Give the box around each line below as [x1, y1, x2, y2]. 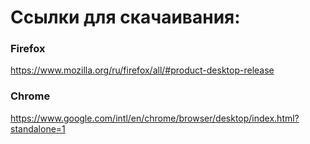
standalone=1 [10, 122, 66, 135]
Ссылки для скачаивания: [10, 6, 241, 29]
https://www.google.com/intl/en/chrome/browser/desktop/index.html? [10, 112, 300, 124]
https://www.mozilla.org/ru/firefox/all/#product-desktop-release [10, 64, 275, 76]
